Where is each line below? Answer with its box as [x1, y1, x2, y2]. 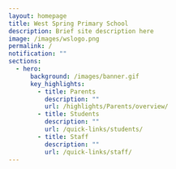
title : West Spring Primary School [8, 19, 129, 28]
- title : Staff [37, 132, 89, 141]
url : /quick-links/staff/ [44, 148, 132, 156]
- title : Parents [37, 87, 96, 96]
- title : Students [37, 110, 100, 119]
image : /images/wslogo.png [8, 34, 100, 43]
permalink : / [8, 42, 53, 50]
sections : [8, 58, 42, 66]
